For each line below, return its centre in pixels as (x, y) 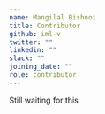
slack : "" (27, 58)
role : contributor (43, 75)
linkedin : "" (33, 50)
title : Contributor (45, 26)
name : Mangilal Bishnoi (53, 17)
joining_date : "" (41, 67)
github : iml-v (35, 34)
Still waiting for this (44, 100)
